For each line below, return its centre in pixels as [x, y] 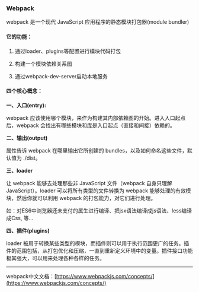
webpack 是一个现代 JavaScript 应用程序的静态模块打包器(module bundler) [98, 22]
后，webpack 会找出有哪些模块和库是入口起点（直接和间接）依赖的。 [91, 125]
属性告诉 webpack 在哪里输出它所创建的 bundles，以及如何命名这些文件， [97, 150]
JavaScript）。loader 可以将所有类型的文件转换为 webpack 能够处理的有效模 [99, 191]
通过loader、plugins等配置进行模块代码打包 [68, 51]
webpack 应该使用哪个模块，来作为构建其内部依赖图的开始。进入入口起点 [96, 118]
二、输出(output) [27, 138]
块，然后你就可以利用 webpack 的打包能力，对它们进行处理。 [81, 198]
